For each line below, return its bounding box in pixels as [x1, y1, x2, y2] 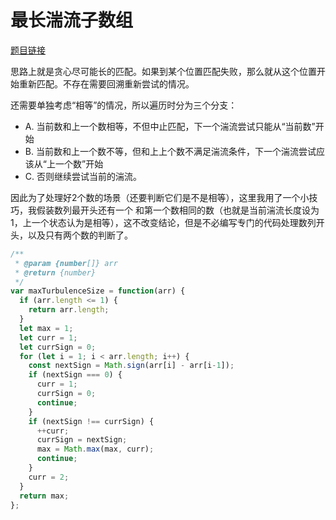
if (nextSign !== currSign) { [28, 416, 155, 426]
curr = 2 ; [28, 472, 70, 482]
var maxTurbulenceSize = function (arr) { [10, 286, 186, 296]
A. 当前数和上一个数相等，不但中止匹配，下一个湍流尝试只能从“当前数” [24, 120, 316, 132]
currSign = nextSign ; [36, 435, 128, 445]
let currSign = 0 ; [19, 342, 97, 352]
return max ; [19, 491, 70, 501]
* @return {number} [14, 267, 97, 278]
